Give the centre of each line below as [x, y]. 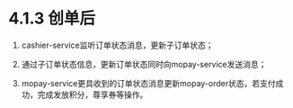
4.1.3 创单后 [52, 18]
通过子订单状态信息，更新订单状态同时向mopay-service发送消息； [144, 64]
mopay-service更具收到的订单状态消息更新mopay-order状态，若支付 [148, 83]
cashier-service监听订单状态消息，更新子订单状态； [117, 45]
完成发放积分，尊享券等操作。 [93, 94]
